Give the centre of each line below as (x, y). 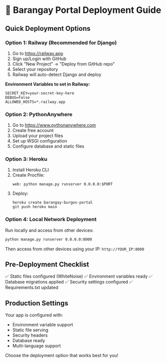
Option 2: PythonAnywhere (39, 114)
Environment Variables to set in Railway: (48, 84)
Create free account (33, 131)
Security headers (30, 335)
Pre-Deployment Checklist (47, 264)
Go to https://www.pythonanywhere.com (54, 125)
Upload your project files (38, 136)
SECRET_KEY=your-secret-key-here (40, 93)
